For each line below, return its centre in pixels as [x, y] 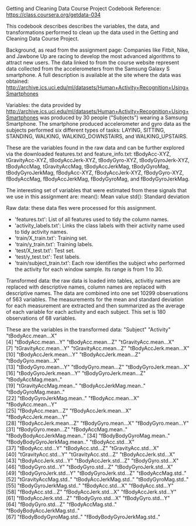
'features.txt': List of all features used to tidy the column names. [92, 219]
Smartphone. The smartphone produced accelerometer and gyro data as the [98, 124]
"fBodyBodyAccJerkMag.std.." [43, 510]
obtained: [18, 81]
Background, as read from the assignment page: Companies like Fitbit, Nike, [98, 50]
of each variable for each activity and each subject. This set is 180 [86, 312]
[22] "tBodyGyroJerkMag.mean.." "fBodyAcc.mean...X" [73, 398]
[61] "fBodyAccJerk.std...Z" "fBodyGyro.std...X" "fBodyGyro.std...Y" [88, 498]
